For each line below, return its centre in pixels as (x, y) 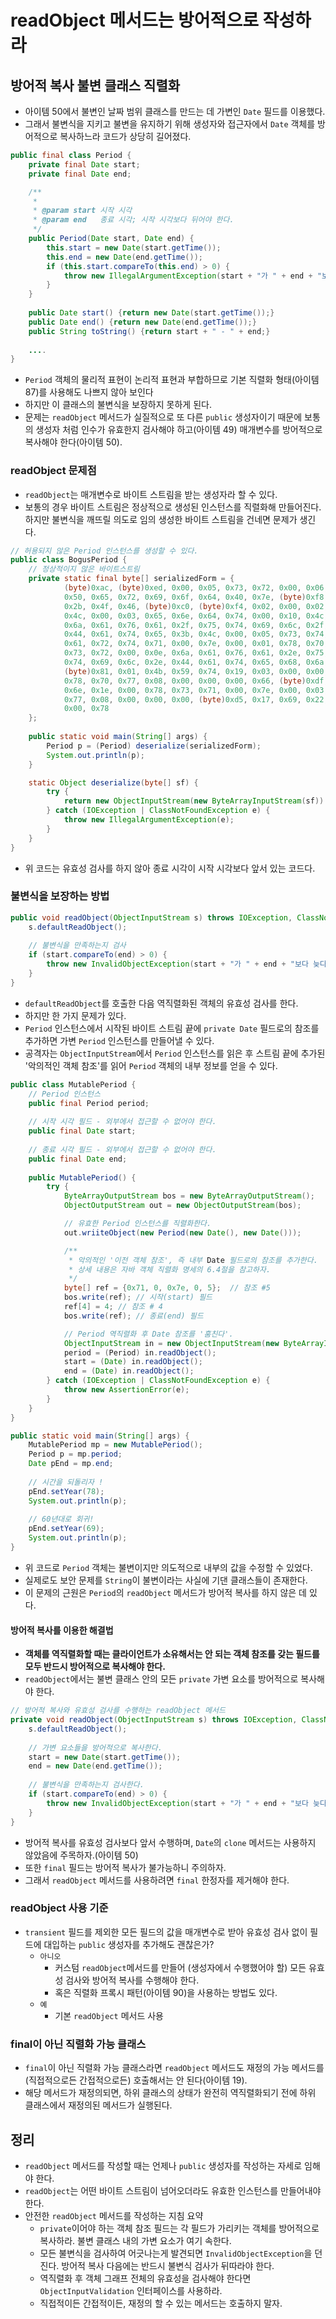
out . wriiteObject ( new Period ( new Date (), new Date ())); (182, 1232)
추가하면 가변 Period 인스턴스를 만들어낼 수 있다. (119, 1040)
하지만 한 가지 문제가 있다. (75, 1015)
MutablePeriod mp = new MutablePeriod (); (115, 1445)
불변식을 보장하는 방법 (60, 896)
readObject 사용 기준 (59, 1908)
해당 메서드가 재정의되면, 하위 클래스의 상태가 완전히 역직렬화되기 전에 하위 (170, 2093)
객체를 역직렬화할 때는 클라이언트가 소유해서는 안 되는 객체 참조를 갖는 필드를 (172, 1654)
